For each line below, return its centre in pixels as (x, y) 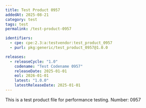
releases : (16, 57)
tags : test (17, 24)
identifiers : (19, 38)
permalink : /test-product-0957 (38, 29)
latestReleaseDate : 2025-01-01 (48, 85)
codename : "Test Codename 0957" (49, 66)
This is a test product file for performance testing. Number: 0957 (73, 99)
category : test (21, 19)
